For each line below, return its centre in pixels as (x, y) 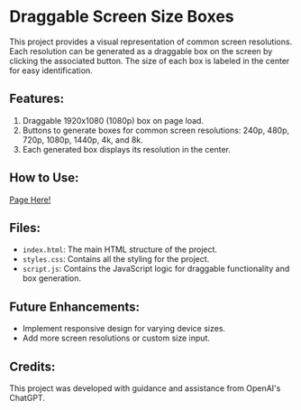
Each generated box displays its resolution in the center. (127, 149)
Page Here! (30, 200)
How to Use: (44, 178)
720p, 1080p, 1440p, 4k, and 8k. (83, 140)
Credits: (32, 366)
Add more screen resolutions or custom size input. (116, 338)
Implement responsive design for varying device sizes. (124, 329)
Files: (25, 228)
